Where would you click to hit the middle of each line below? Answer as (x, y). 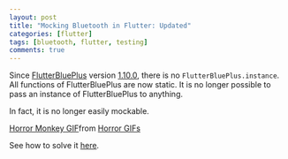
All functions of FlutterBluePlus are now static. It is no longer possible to (140, 85)
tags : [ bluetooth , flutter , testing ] (79, 42)
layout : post (33, 17)
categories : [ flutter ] (51, 34)
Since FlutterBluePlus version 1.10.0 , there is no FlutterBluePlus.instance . (144, 75)
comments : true (37, 50)
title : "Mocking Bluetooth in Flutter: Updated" (100, 26)
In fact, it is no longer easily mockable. (80, 111)
